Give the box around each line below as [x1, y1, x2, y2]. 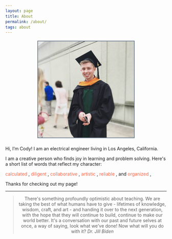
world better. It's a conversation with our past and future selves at [23, 217, 162, 224]
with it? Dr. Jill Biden [71, 228, 114, 234]
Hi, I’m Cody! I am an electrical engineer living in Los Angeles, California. [5, 146, 159, 152]
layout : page [5, 8, 33, 13]
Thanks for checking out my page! [5, 181, 78, 187]
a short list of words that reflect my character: [5, 161, 102, 167]
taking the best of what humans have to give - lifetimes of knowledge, [18, 201, 166, 207]
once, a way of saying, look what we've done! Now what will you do [21, 223, 164, 229]
